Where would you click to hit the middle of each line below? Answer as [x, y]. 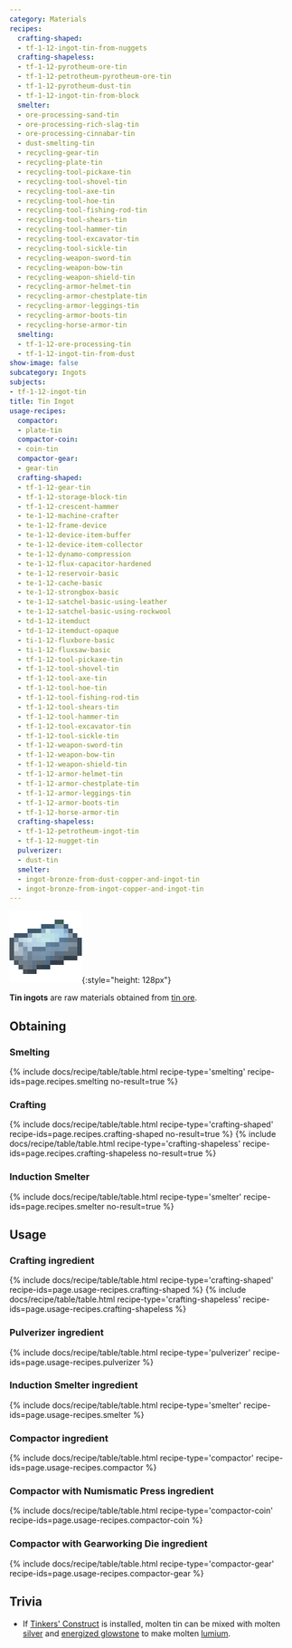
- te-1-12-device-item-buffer [74, 535]
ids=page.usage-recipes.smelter [70, 1414]
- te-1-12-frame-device [62, 525]
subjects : [28, 382]
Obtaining [38, 1026]
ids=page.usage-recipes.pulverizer [75, 1362]
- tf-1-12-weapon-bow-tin [66, 755]
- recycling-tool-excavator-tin [79, 239]
